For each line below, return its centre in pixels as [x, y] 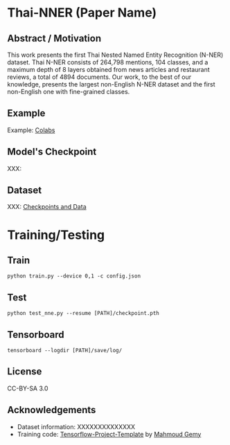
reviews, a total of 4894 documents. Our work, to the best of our [99, 77]
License [25, 372]
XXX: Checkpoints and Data [47, 207]
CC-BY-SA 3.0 [28, 388]
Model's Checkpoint [52, 152]
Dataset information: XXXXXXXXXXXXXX [76, 426]
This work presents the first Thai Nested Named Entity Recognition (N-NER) [115, 55]
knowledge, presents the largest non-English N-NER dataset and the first [112, 84]
